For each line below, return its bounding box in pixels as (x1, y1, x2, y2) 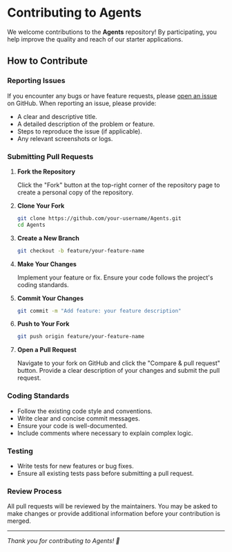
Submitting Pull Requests (7, 151, 94, 161)
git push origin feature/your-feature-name (17, 333, 145, 340)
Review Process (7, 486, 62, 496)
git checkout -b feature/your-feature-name (17, 247, 145, 254)
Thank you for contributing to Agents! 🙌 (7, 537, 120, 545)
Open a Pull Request (17, 346, 77, 354)
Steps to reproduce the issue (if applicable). (17, 127, 143, 136)
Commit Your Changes (17, 294, 84, 302)
